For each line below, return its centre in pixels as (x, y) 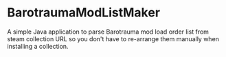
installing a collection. (38, 46)
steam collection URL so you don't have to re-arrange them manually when (113, 38)
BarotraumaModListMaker (83, 13)
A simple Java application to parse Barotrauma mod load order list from (108, 32)
